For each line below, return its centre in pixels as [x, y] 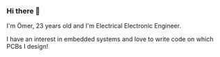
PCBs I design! [27, 47]
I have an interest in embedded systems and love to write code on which [110, 39]
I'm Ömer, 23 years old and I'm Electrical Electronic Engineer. [94, 26]
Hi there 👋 [24, 11]
